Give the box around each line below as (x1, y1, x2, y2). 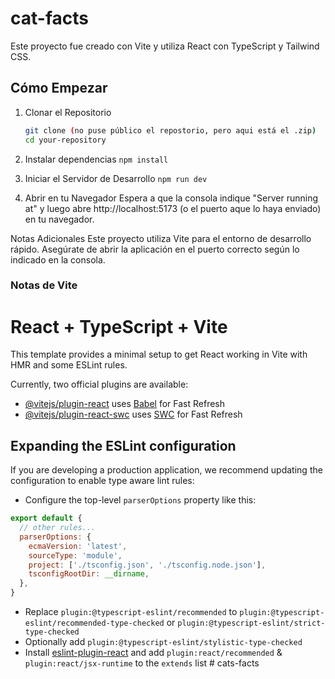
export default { (10, 513, 83, 524)
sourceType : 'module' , (28, 550, 123, 561)
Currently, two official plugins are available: (10, 378, 189, 391)
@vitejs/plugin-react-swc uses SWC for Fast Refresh (24, 408, 243, 421)
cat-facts (10, 7, 89, 30)
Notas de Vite (10, 278, 78, 292)
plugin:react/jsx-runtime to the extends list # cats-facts (24, 657, 260, 669)
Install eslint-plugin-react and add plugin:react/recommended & (24, 647, 283, 659)
